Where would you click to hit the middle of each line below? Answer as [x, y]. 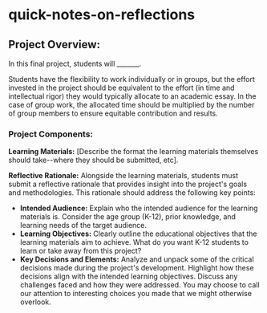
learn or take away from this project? [81, 251]
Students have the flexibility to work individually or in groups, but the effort [131, 79]
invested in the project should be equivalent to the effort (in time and [121, 87]
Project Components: [51, 134]
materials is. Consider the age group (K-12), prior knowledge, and [128, 217]
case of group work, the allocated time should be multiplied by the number [131, 105]
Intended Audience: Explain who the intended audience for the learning [139, 208]
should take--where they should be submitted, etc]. [93, 160]
